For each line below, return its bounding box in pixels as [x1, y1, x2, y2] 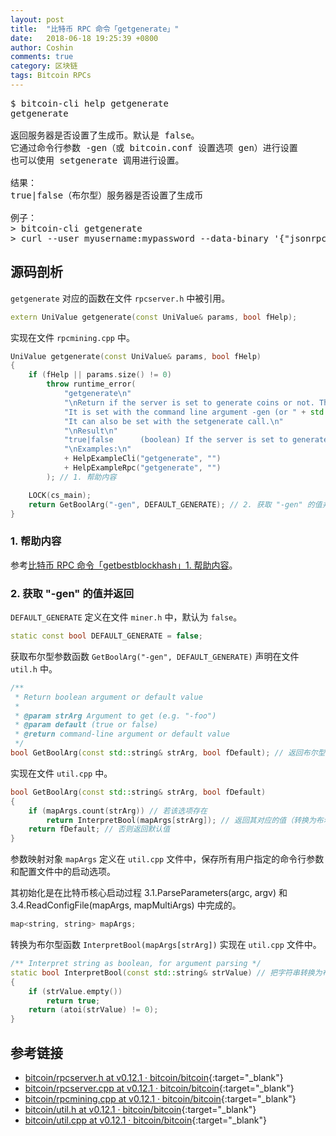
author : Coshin [10, 42, 74, 53]
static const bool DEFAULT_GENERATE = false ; [10, 631, 203, 641]
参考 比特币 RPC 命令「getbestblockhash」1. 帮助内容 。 [10, 559, 238, 571]
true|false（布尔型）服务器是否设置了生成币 [10, 189, 204, 201]
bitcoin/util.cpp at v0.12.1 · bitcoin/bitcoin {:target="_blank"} [24, 1114, 268, 1126]
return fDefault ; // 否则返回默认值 [28, 824, 171, 835]
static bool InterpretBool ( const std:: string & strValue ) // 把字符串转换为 [10, 967, 323, 978]
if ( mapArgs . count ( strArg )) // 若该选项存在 [28, 806, 208, 816]
